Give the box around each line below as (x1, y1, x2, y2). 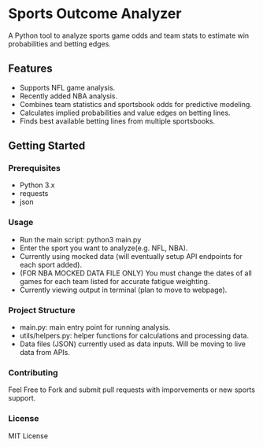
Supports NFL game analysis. (19, 83, 116, 92)
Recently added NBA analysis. (19, 91, 118, 101)
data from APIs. (19, 348, 71, 357)
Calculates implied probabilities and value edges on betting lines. (19, 108, 231, 117)
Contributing (8, 367, 58, 378)
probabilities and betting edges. (8, 39, 112, 48)
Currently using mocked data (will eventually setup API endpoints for (19, 251, 243, 260)
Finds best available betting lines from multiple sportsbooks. (19, 116, 216, 126)
